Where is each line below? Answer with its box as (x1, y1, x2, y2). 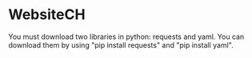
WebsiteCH (8, 6, 86, 24)
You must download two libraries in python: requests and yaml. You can (8, 32, 245, 41)
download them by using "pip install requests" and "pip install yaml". (8, 40, 234, 49)
